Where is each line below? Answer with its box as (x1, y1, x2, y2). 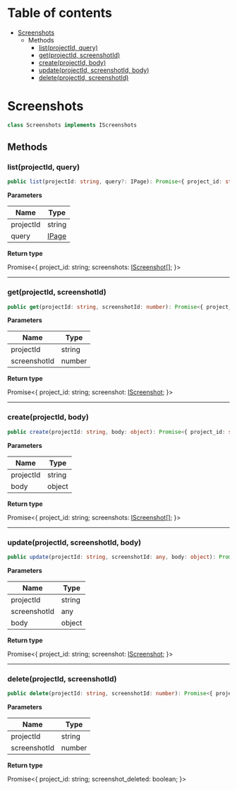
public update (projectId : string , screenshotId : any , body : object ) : (7, 553, 217, 560)
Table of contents (7, 5, 113, 21)
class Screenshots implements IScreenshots (7, 122, 138, 129)
